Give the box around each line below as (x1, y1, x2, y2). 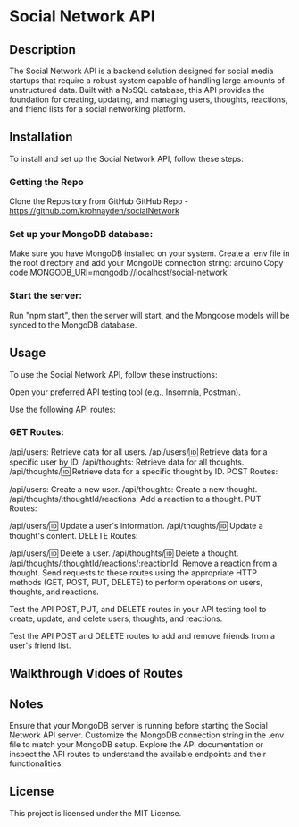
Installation (9, 130, 73, 145)
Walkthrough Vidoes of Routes (9, 666, 183, 681)
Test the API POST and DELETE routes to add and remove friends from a (9, 630, 275, 641)
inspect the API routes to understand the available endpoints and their (9, 749, 266, 760)
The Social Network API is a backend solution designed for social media (9, 65, 274, 76)
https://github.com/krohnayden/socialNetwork (9, 206, 180, 217)
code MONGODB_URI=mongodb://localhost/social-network (9, 267, 228, 278)
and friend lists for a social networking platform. (9, 104, 186, 114)
